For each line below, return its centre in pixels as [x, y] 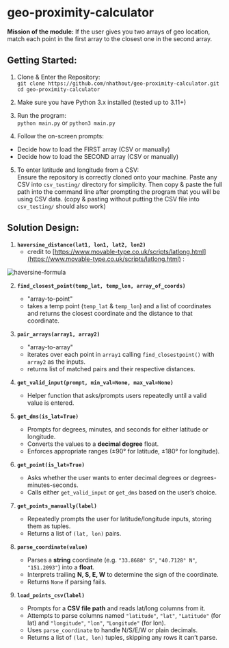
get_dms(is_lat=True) [48, 416]
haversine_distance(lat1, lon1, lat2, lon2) [81, 245]
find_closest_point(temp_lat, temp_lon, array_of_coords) [101, 286]
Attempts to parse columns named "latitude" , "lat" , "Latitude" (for [124, 615]
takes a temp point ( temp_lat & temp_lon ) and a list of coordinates [119, 306]
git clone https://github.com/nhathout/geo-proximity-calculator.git [118, 84]
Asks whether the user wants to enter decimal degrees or [108, 477]
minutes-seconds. [53, 485]
